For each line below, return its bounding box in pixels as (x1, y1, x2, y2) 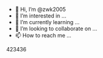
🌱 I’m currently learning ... (15, 19, 80, 25)
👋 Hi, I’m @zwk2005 (15, 6, 66, 13)
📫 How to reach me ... (15, 32, 71, 39)
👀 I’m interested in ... (15, 12, 67, 19)
